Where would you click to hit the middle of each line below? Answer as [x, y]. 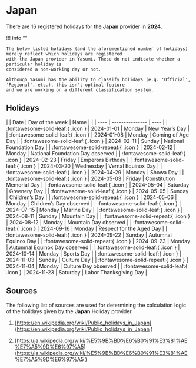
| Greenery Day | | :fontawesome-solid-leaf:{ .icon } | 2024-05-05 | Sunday [97, 191]
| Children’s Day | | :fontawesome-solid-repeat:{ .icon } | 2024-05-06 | [92, 197]
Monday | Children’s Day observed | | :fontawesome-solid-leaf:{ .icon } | [94, 203]
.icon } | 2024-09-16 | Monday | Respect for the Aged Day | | [94, 228]
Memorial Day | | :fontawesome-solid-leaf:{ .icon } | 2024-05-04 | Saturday [98, 185]
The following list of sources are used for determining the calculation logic [96, 305]
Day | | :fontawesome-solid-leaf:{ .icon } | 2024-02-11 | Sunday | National [95, 141]
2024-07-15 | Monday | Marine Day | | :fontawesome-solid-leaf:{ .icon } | [94, 210]
